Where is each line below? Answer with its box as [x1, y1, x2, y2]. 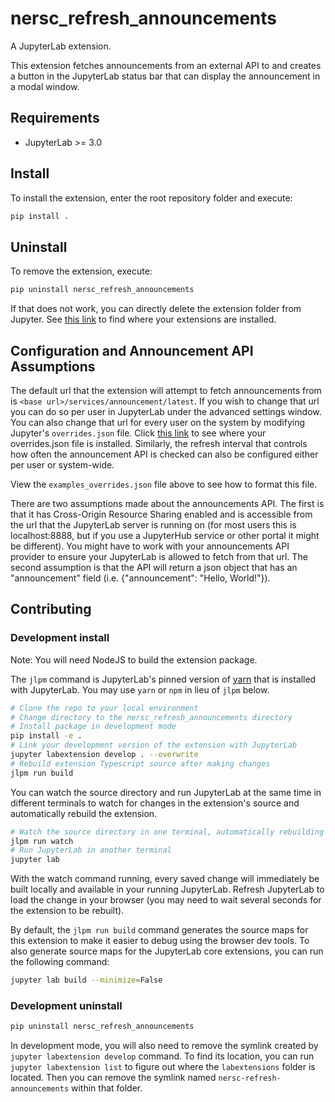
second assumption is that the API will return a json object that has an [10, 561, 298, 573]
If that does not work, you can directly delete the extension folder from [10, 303, 302, 315]
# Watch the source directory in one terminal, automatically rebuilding [10, 827, 325, 837]
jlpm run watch [10, 836, 74, 846]
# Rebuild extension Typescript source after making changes [10, 758, 271, 769]
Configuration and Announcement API [10, 342, 254, 359]
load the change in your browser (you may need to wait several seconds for [10, 894, 322, 906]
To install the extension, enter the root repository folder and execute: [10, 192, 293, 204]
